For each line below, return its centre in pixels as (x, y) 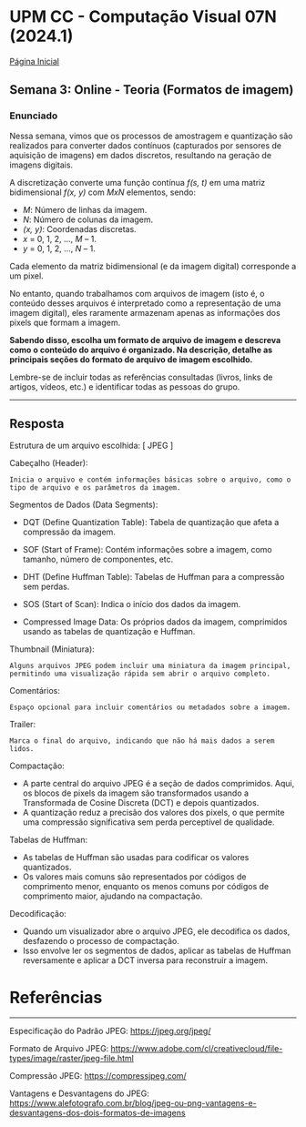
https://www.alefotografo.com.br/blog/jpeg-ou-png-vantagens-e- (133, 1103)
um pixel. (26, 276)
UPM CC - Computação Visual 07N (143, 17)
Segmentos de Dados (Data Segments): (84, 505)
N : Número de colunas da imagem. (88, 219)
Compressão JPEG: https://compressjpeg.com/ (98, 1076)
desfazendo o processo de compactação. (101, 941)
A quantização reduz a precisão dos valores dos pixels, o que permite (153, 813)
